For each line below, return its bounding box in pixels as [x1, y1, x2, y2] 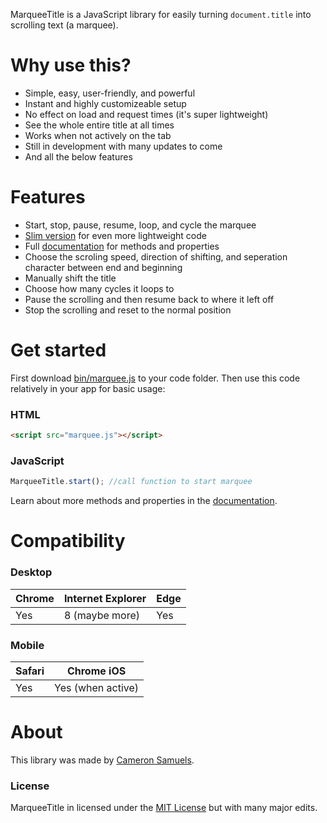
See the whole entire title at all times [24, 119, 175, 131]
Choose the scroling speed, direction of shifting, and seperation [24, 250, 288, 263]
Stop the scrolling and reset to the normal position [24, 304, 232, 316]
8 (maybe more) [63, 608, 140, 622]
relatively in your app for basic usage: [10, 382, 166, 394]
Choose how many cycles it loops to [24, 282, 175, 294]
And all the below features [24, 150, 133, 163]
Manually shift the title [24, 272, 117, 284]
